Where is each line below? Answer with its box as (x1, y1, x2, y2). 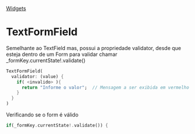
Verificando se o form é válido (6, 111, 79, 118)
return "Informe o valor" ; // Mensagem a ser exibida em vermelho (21, 84, 190, 90)
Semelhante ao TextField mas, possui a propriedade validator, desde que (6, 44, 182, 51)
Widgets (6, 5, 26, 12)
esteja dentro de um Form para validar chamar (6, 51, 118, 58)
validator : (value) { (11, 73, 64, 79)
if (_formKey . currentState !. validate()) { (6, 122, 109, 129)
